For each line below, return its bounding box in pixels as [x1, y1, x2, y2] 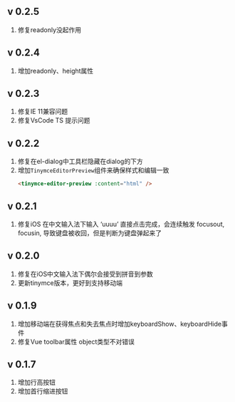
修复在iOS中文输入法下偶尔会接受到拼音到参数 [17, 269, 153, 278]
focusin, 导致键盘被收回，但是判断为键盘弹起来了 [17, 228, 162, 237]
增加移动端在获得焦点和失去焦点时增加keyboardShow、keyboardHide [17, 319, 222, 328]
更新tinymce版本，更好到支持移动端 [17, 278, 123, 287]
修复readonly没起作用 [17, 25, 82, 34]
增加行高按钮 [17, 378, 56, 387]
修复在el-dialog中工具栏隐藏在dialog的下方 [17, 157, 144, 166]
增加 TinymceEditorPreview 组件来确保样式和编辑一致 [17, 166, 169, 175]
